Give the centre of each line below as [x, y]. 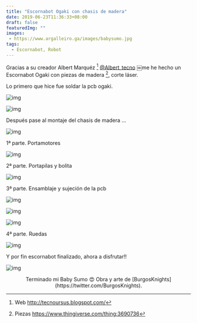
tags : [13, 45]
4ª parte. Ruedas [27, 234]
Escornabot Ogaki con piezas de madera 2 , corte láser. [72, 74]
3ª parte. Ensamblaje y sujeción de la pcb [56, 189]
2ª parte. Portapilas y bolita [39, 166]
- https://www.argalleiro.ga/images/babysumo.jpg [70, 39]
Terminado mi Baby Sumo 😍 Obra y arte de [78, 280]
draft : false [22, 22]
